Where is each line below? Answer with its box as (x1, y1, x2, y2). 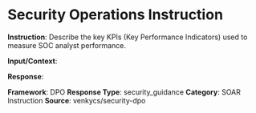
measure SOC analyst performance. (7, 40, 126, 50)
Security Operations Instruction (7, 6, 224, 24)
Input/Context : (7, 56, 58, 66)
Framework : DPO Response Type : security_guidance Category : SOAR (7, 87, 242, 97)
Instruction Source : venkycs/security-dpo (7, 95, 146, 105)
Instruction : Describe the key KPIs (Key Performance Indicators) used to (7, 32, 248, 42)
